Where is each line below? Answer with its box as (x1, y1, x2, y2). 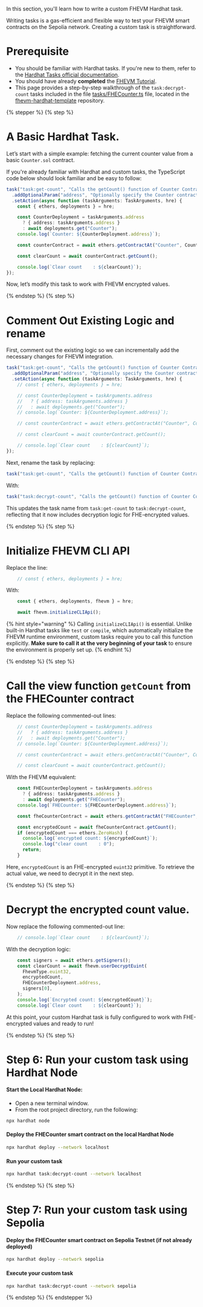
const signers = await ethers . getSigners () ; (17, 957, 131, 964)
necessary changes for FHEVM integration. (6, 353, 114, 360)
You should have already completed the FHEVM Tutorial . (14, 77, 157, 84)
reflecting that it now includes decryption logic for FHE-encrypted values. (6, 511, 190, 518)
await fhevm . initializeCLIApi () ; (17, 609, 101, 615)
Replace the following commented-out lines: (6, 712, 117, 720)
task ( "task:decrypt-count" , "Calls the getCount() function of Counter (6, 493, 190, 499)
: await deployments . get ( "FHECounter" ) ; (22, 797, 126, 803)
